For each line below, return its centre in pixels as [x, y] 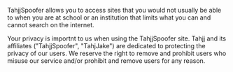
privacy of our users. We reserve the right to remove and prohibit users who [117, 53]
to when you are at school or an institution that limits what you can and [109, 17]
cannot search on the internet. [51, 25]
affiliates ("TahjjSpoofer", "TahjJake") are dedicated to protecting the [106, 46]
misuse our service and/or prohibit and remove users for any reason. [106, 61]
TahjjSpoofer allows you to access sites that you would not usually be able [114, 10]
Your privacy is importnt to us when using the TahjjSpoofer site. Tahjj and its [116, 38]
